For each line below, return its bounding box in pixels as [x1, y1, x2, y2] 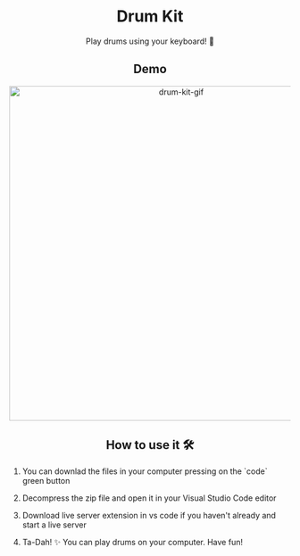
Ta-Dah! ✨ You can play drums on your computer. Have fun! [21, 536, 244, 547]
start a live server [21, 519, 87, 530]
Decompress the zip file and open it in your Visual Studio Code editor [21, 493, 277, 503]
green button [21, 475, 71, 485]
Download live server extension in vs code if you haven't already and [21, 510, 277, 520]
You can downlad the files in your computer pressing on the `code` [21, 466, 268, 477]
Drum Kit [116, 6, 184, 27]
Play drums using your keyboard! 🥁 [86, 36, 214, 46]
